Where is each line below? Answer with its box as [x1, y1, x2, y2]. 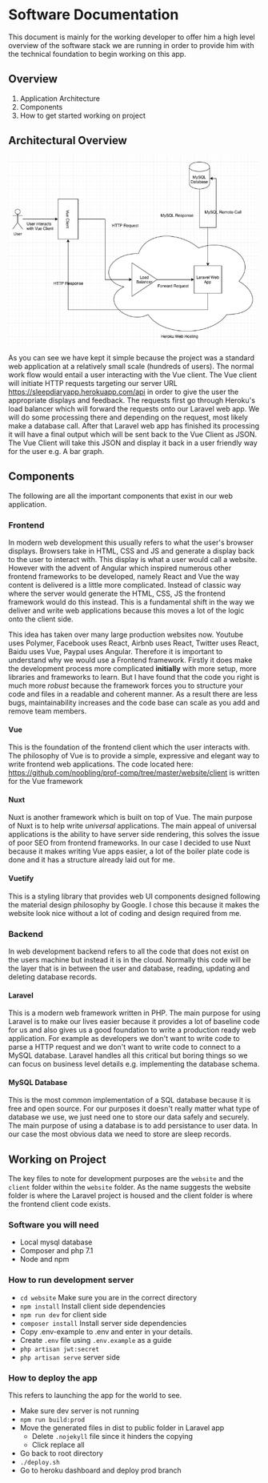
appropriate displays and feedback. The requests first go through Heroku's [8, 395, 256, 405]
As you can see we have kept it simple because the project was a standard [8, 352, 254, 362]
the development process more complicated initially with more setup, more [8, 664, 258, 673]
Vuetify [8, 874, 34, 883]
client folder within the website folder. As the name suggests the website [8, 1183, 251, 1192]
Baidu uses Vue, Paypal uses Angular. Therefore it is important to [8, 647, 223, 657]
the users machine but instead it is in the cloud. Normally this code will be [8, 955, 252, 964]
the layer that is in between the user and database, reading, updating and [8, 963, 250, 973]
